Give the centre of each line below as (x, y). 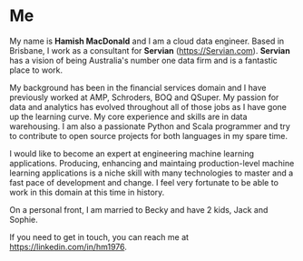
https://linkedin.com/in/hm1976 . (68, 246)
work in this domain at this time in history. (87, 192)
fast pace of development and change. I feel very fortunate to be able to (144, 182)
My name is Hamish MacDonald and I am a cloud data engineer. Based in (147, 41)
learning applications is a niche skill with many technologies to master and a (151, 173)
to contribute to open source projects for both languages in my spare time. (149, 136)
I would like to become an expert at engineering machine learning (132, 153)
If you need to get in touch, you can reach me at (99, 236)
